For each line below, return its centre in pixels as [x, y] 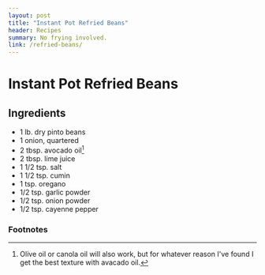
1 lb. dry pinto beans [52, 132]
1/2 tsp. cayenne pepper [59, 209]
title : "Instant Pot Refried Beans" [68, 23]
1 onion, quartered [49, 141]
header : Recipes [35, 30]
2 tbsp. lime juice [47, 158]
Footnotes [28, 229]
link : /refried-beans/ [45, 45]
